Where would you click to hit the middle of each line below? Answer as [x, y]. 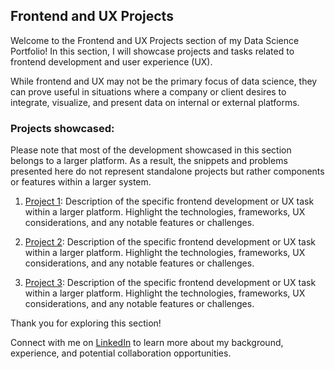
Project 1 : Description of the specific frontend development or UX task [169, 201]
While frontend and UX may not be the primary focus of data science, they [164, 81]
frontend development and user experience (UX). [111, 61]
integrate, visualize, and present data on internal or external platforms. [155, 102]
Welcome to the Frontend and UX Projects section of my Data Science [155, 40]
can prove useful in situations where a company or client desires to [148, 91]
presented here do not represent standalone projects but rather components [167, 171]
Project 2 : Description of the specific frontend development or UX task [170, 242]
